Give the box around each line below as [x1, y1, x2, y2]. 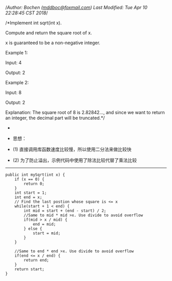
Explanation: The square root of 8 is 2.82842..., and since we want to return [5, 109, 165, 115]
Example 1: [5, 50, 28, 55]
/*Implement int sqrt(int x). [5, 20, 62, 26]
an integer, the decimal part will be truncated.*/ [5, 115, 105, 121]
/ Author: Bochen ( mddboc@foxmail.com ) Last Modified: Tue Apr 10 [5, 5, 147, 10]
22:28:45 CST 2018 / [5, 10, 48, 16]
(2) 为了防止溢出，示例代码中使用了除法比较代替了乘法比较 [12, 157, 137, 163]
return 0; [24, 181, 45, 186]
